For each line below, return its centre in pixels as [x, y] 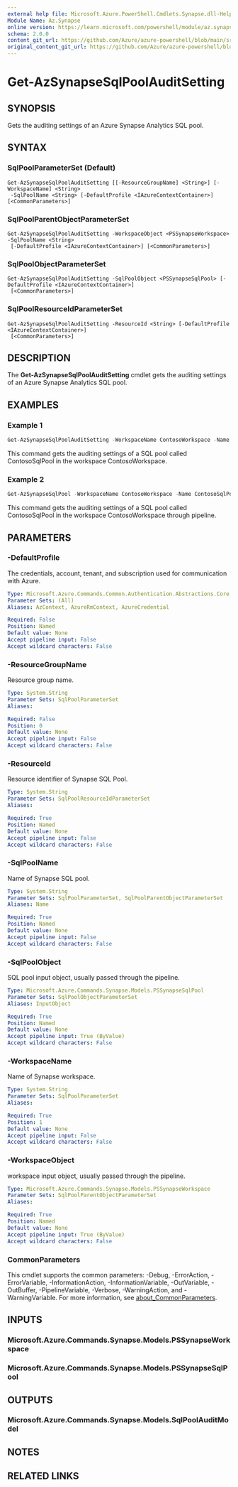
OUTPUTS [30, 1400]
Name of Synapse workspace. [51, 1076]
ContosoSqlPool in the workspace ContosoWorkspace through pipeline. [112, 515]
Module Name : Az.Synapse [44, 21]
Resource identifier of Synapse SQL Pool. [68, 779]
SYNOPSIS [32, 108]
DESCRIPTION [39, 358]
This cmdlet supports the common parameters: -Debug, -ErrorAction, [109, 1275]
